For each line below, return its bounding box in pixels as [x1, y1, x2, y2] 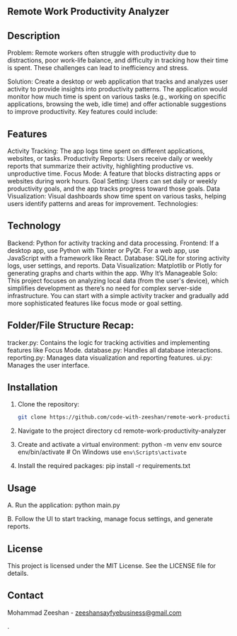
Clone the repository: [17, 400, 80, 409]
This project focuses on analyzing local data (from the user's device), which [7, 276, 229, 285]
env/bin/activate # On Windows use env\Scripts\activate [17, 448, 187, 456]
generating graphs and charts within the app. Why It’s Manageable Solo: [7, 268, 218, 277]
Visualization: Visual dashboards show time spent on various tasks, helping [7, 192, 226, 200]
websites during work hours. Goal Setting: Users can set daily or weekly [7, 177, 218, 186]
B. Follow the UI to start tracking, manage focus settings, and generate [7, 515, 214, 523]
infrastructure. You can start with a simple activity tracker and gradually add [7, 291, 229, 300]
